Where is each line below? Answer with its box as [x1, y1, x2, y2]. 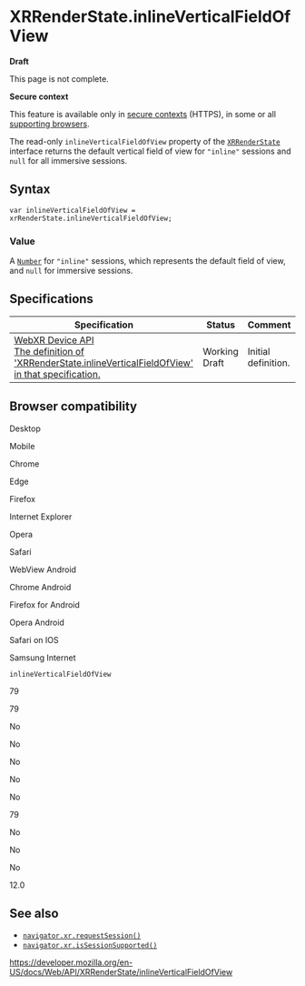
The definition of [14, 345, 84, 357]
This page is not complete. [9, 73, 109, 84]
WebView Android [9, 564, 77, 575]
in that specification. [14, 367, 101, 380]
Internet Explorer [9, 511, 73, 522]
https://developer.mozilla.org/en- [9, 957, 133, 968]
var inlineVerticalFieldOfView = [9, 206, 136, 215]
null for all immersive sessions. [9, 155, 128, 166]
